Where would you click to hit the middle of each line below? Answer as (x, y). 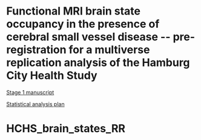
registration (36, 50)
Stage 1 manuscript (30, 92)
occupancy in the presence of (83, 24)
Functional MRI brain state (74, 11)
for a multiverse (109, 50)
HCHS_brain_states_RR (66, 129)
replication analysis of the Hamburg (98, 63)
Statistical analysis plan (35, 104)
